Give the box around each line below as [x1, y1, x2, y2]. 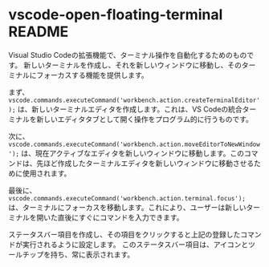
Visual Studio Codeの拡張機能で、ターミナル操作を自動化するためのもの [8, 50, 247, 59]
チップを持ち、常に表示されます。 [22, 249, 135, 259]
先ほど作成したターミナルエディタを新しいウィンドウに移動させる [35, 158, 255, 168]
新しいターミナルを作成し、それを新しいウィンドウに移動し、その [23, 60, 243, 70]
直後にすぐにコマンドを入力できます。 [57, 212, 184, 222]
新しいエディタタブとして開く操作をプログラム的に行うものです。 [35, 114, 253, 123]
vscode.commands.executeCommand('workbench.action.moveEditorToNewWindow [8, 140, 261, 148]
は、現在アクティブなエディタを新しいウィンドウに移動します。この [21, 148, 245, 158]
